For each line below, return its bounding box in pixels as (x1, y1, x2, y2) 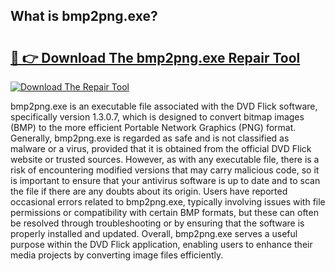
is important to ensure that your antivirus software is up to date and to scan (10, 175, 321, 186)
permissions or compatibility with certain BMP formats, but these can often (10, 207, 319, 218)
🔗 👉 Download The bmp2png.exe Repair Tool (10, 49, 301, 66)
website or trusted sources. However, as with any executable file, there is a (10, 154, 320, 165)
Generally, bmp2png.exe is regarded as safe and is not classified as (10, 132, 290, 144)
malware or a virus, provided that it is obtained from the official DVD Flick (10, 143, 312, 154)
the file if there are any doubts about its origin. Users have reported (10, 185, 288, 197)
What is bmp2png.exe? (10, 8, 158, 25)
